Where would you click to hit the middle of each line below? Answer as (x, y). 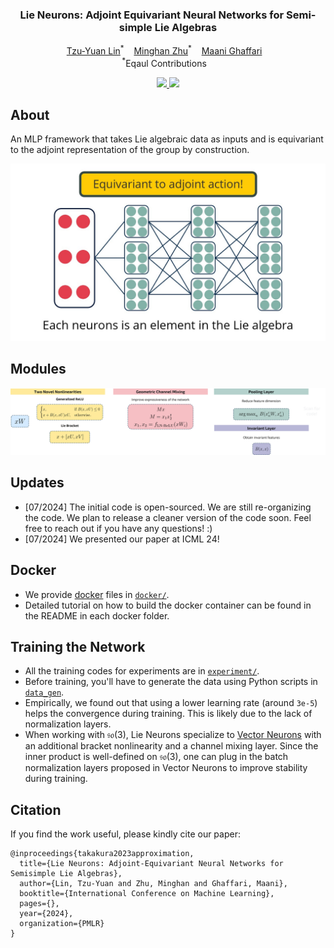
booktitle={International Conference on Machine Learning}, (147, 894)
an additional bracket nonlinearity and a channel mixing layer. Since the (171, 746)
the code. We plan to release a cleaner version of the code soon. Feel (168, 517)
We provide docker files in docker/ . (97, 594)
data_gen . (44, 692)
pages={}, (39, 904)
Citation (36, 809)
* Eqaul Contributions (164, 62)
